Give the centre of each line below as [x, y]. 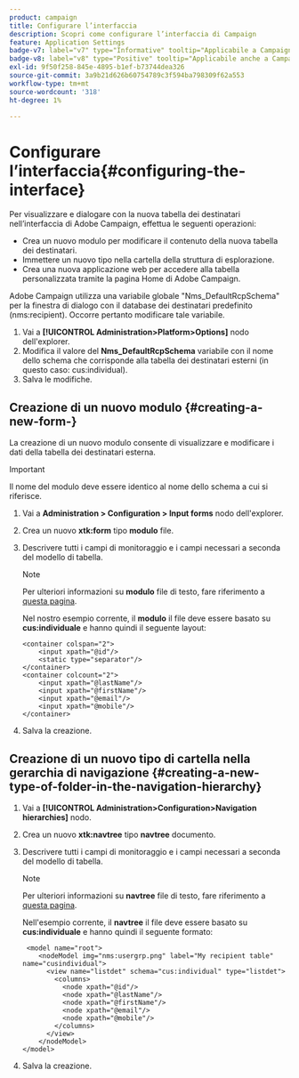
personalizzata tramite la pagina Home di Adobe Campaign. [131, 279]
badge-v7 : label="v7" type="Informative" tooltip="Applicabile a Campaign [151, 51]
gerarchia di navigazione [79, 772]
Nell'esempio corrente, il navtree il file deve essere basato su [134, 922]
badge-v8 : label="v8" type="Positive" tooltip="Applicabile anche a [139, 59]
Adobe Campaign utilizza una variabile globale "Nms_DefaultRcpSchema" [145, 296]
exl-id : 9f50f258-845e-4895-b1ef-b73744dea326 [97, 68]
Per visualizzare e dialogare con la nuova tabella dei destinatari [125, 214]
